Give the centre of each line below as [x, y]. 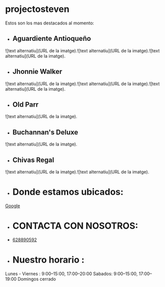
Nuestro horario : [48, 260]
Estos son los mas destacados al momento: [50, 23]
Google [13, 206]
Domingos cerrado [37, 279]
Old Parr [25, 104]
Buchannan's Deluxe [45, 132]
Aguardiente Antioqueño [52, 39]
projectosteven [37, 9]
